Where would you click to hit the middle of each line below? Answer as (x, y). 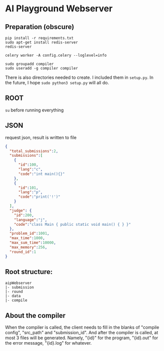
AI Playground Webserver (59, 9)
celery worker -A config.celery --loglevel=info (56, 55)
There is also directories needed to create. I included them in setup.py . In (79, 77)
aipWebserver (18, 283)
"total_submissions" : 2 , (34, 151)
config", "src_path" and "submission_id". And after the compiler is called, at (82, 333)
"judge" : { (21, 211)
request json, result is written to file (41, 137)
